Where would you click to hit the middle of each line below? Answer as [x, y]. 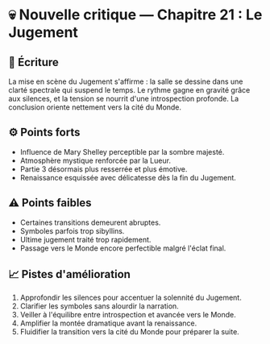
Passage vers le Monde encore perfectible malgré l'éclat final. [123, 248]
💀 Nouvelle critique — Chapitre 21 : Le [135, 15]
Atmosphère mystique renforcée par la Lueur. [96, 160]
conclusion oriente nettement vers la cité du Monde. [95, 107]
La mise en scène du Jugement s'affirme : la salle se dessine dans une [126, 81]
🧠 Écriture [33, 62]
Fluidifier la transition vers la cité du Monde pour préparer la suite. [129, 332]
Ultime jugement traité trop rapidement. [85, 239]
